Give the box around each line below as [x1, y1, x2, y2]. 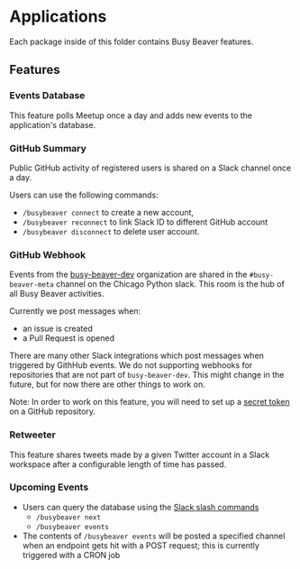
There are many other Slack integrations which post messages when [9, 350, 264, 362]
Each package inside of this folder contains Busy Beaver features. [9, 36, 254, 47]
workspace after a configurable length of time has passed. [9, 458, 227, 470]
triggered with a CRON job [22, 549, 121, 560]
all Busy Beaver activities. [9, 289, 105, 299]
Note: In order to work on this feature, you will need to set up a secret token [9, 397, 290, 408]
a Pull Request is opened [22, 333, 115, 344]
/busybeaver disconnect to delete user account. [22, 225, 200, 236]
